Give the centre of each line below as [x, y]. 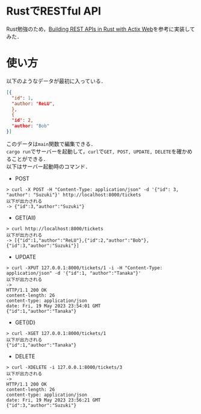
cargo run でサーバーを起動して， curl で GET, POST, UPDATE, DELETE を [91, 151]
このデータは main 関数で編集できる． [51, 143]
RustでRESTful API [54, 11]
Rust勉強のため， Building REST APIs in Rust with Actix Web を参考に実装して [101, 29]
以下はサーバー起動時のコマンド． [48, 166]
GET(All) [25, 218]
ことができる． [30, 158]
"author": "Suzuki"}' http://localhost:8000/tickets [74, 195]
